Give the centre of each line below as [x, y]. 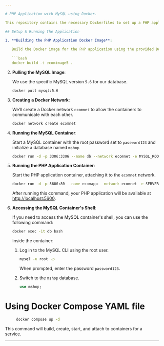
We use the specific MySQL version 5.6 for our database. [70, 81]
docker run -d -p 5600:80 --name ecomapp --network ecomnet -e [78, 184]
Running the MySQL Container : [44, 133]
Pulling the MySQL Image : [39, 72]
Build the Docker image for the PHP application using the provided [82, 49]
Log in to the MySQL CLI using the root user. [64, 250]
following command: [33, 223]
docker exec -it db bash [37, 231]
